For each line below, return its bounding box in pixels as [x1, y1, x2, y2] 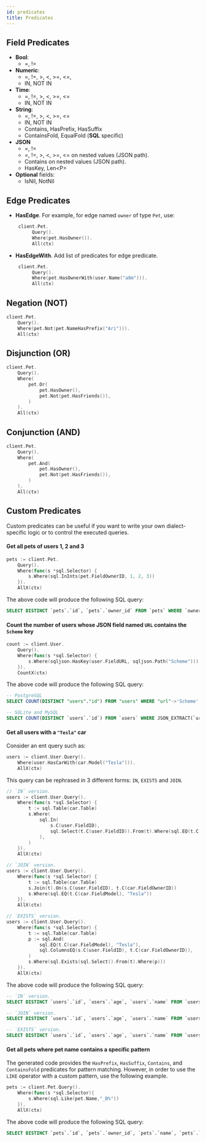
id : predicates [6, 9, 45, 15]
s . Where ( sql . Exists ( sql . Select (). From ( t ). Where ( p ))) [28, 959, 166, 965]
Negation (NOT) [6, 298, 68, 308]
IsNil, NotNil [24, 177, 55, 185]
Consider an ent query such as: [6, 742, 86, 749]
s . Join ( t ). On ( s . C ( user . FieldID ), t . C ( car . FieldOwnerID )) [28, 885, 177, 891]
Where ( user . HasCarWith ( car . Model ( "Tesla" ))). [17, 759, 136, 766]
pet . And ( [28, 460, 51, 466]
